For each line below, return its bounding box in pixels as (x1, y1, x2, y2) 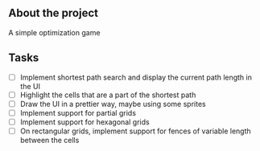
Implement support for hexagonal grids (19, 116, 151, 127)
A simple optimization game (8, 27, 101, 37)
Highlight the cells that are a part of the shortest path (19, 90, 196, 100)
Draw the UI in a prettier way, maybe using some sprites (19, 99, 207, 108)
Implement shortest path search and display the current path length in (19, 72, 252, 82)
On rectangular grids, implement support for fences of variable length (19, 126, 251, 136)
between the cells (19, 136, 80, 145)
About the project (8, 6, 99, 20)
